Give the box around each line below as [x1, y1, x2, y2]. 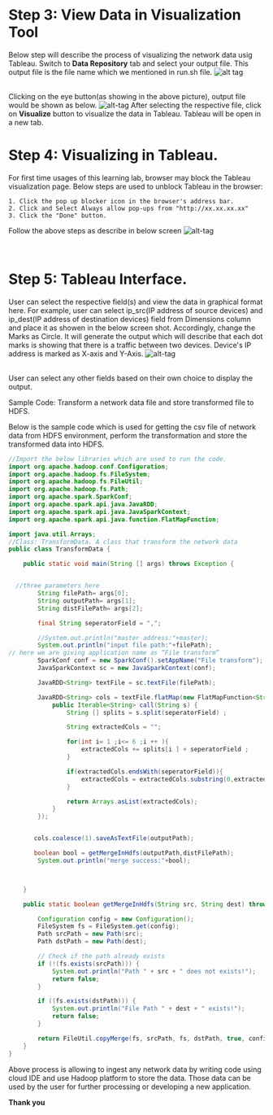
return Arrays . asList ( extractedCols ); [66, 797, 198, 806]
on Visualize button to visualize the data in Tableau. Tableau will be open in [8, 108, 262, 119]
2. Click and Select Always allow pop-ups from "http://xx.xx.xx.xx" [8, 204, 249, 212]
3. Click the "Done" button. [8, 211, 107, 220]
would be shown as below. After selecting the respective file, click [8, 100, 262, 110]
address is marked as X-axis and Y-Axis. [8, 348, 144, 359]
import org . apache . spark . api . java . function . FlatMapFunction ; [8, 515, 220, 524]
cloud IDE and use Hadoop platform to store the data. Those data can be [8, 1073, 252, 1082]
